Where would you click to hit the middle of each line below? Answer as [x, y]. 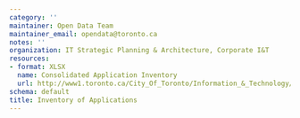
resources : [29, 59]
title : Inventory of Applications [74, 100]
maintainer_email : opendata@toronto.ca [83, 34]
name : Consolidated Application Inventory [97, 75]
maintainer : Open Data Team [62, 26]
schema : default [39, 91]
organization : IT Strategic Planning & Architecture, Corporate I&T [139, 51]
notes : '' [28, 42]
